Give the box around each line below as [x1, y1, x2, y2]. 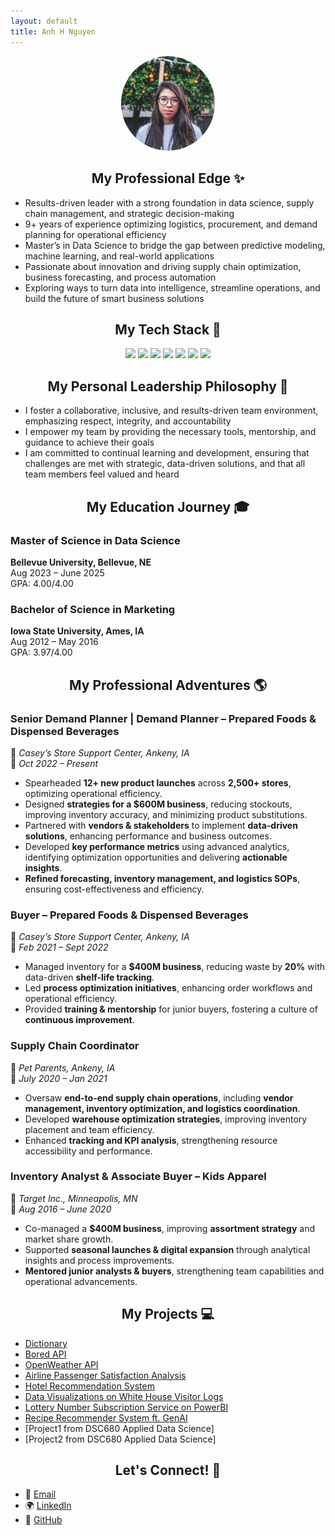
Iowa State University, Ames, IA [10, 625, 145, 637]
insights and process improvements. [24, 1254, 175, 1266]
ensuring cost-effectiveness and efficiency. [24, 883, 205, 895]
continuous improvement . [24, 1014, 135, 1026]
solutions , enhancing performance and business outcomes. [24, 830, 272, 842]
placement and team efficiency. [24, 1123, 155, 1135]
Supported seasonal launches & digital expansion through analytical [24, 1243, 311, 1255]
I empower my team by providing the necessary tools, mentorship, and [24, 426, 317, 438]
